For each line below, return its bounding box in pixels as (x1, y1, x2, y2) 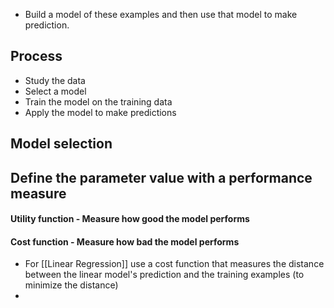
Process (10, 48, 63, 65)
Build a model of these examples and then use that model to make (24, 9, 298, 20)
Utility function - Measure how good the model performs (10, 213, 250, 225)
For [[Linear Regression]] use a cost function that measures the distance (24, 258, 325, 270)
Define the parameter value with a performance (10, 169, 313, 186)
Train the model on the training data (24, 95, 173, 108)
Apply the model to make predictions (24, 106, 177, 118)
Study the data (24, 74, 86, 86)
